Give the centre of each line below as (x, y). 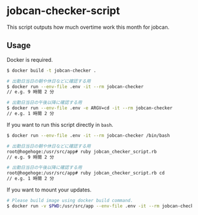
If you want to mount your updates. (49, 190)
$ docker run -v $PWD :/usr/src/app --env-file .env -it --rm (83, 206)
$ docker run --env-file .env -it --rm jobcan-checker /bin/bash (88, 135)
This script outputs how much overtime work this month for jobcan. (88, 27)
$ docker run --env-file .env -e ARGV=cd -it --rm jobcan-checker (90, 108)
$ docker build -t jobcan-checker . (51, 70)
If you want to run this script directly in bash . (60, 125)
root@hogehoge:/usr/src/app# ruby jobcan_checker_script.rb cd (86, 173)
